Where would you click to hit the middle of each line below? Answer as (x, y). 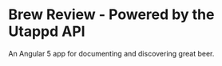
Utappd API (47, 31)
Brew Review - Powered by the (111, 15)
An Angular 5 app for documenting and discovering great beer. (111, 53)
